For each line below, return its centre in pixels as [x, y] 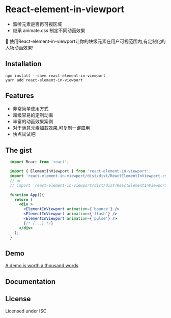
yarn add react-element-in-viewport [44, 80]
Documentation [31, 282]
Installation [23, 64]
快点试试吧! [24, 134]
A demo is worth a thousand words [42, 266]
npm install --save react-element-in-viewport [55, 76]
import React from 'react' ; [40, 162]
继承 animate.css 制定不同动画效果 [49, 30]
